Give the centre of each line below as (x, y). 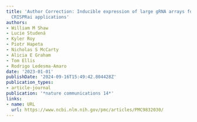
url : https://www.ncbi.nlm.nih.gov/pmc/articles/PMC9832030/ (88, 110)
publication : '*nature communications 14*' (60, 93)
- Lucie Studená (26, 33)
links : (14, 99)
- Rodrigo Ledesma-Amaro (36, 66)
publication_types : (30, 83)
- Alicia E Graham (28, 55)
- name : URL (21, 104)
